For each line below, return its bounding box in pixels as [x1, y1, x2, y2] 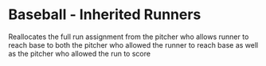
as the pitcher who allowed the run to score [8, 49, 151, 58]
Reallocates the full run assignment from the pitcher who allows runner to [8, 32, 249, 41]
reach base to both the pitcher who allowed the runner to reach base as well [8, 40, 259, 49]
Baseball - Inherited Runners [8, 6, 201, 24]
